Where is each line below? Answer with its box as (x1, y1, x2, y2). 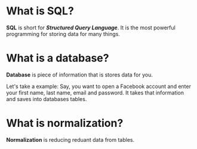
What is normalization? (6, 117, 124, 130)
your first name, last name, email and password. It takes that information (6, 89, 184, 96)
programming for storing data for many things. (6, 30, 121, 37)
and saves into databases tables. (6, 95, 87, 102)
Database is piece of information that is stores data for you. (6, 71, 153, 78)
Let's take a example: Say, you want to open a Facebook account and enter (6, 83, 191, 90)
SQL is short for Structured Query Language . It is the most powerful (6, 24, 176, 31)
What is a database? (6, 51, 109, 65)
